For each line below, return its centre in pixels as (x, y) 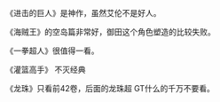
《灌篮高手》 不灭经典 (46, 70)
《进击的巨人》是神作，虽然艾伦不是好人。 (83, 13)
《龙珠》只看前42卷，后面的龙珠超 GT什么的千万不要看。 (110, 88)
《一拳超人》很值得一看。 (52, 51)
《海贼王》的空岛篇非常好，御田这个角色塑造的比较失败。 (110, 32)
